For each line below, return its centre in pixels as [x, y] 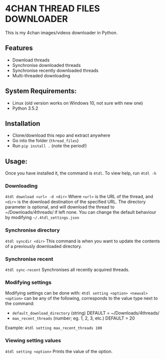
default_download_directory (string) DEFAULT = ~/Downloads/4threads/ [86, 313]
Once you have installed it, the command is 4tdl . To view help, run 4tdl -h [81, 173]
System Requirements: [41, 91]
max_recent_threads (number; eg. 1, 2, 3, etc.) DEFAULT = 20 [73, 318]
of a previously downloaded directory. [44, 246]
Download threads [31, 60]
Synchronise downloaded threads [47, 65]
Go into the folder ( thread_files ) [45, 141]
